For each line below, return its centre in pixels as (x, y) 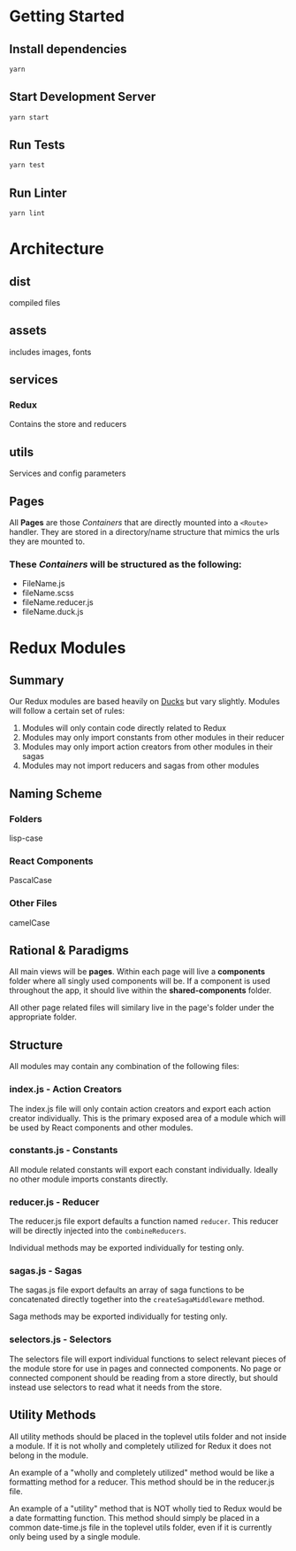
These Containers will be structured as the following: (125, 564)
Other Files (33, 903)
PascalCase (31, 880)
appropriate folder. (43, 1017)
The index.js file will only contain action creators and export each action (140, 1108)
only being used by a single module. (75, 1536)
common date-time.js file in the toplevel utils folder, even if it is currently (140, 1527)
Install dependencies (68, 49)
